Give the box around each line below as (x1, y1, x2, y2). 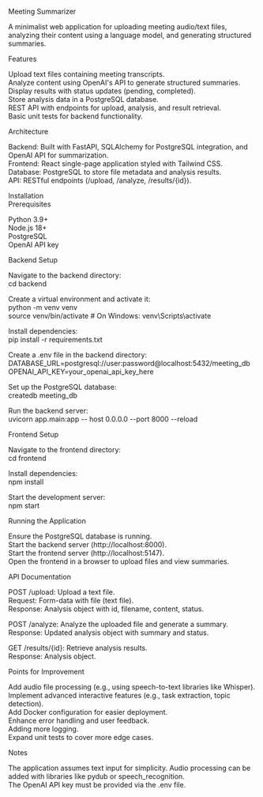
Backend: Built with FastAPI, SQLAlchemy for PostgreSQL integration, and (8, 142, 249, 151)
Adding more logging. (8, 724, 79, 734)
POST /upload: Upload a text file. (8, 587, 115, 596)
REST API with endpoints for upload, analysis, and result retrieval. (8, 103, 221, 112)
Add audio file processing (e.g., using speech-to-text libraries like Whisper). (8, 682, 255, 691)
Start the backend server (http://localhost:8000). (8, 540, 167, 549)
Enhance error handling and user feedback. (8, 716, 150, 725)
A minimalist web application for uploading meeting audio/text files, (8, 22, 227, 31)
